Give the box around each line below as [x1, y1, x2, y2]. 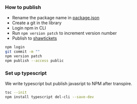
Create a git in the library [12, 20, 62, 26]
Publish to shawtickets [12, 35, 57, 41]
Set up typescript [5, 70, 47, 76]
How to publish [5, 4, 41, 11]
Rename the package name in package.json [12, 15, 100, 21]
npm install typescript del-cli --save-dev [5, 94, 94, 99]
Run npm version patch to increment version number [12, 30, 117, 36]
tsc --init [5, 90, 27, 95]
